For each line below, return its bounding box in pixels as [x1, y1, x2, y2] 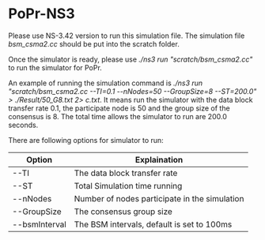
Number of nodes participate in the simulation [74, 193, 244, 204]
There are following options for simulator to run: [8, 135, 164, 144]
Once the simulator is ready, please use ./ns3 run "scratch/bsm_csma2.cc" [8, 54, 253, 64]
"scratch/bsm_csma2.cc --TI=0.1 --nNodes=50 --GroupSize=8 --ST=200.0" [8, 86, 257, 96]
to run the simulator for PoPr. [8, 62, 103, 72]
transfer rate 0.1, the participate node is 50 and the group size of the [8, 103, 231, 113]
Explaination [134, 154, 184, 165]
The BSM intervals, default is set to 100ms [74, 219, 233, 230]
